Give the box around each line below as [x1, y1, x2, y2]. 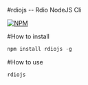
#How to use [7, 58, 43, 66]
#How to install [7, 32, 49, 40]
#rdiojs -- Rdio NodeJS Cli [7, 6, 82, 14]
